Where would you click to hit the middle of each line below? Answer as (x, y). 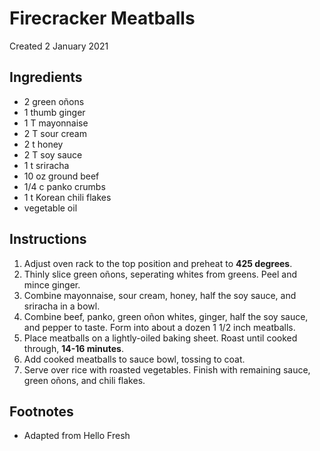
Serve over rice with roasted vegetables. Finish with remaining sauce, (167, 369)
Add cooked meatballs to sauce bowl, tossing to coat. (134, 359)
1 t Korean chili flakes (67, 197)
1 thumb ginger (54, 112)
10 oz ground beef (61, 176)
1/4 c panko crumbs (64, 186)
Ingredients (46, 77)
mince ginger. (52, 284)
